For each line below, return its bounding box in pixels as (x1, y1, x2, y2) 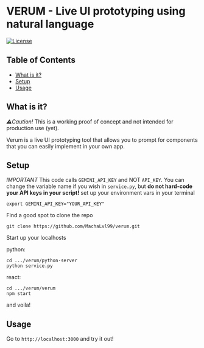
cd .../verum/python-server (6, 257, 78, 264)
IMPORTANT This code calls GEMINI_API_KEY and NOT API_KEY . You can (6, 176, 185, 184)
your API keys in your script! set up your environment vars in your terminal (6, 189, 195, 197)
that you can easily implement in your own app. (6, 142, 125, 150)
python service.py (6, 263, 53, 269)
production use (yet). (6, 124, 59, 131)
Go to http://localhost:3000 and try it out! (6, 335, 114, 343)
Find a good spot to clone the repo (6, 212, 93, 219)
